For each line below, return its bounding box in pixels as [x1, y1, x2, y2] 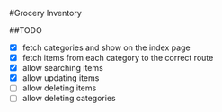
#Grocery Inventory [9, 8, 83, 18]
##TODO [9, 25, 42, 35]
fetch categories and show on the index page [22, 42, 191, 53]
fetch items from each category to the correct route [22, 53, 214, 64]
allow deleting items [22, 82, 97, 93]
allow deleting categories [22, 93, 116, 104]
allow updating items [22, 73, 100, 83]
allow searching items [22, 63, 103, 73]
